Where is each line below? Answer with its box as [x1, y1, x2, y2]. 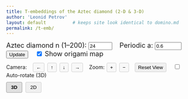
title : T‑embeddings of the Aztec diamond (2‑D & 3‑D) [6, 8, 145, 15]
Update [9, 51, 26, 58]
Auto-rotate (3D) [6, 72, 47, 79]
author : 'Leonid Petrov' [6, 14, 68, 20]
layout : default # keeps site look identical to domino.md [6, 19, 179, 25]
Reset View [138, 64, 163, 71]
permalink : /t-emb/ [6, 25, 55, 31]
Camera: [6, 64, 27, 71]
